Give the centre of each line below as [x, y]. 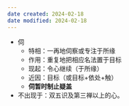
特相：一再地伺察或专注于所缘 [72, 51]
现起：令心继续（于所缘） [66, 68]
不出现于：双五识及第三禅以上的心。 [71, 95]
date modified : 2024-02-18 [47, 21]
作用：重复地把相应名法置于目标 [75, 59]
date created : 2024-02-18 [45, 14]
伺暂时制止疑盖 [50, 86]
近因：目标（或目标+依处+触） [73, 77]
